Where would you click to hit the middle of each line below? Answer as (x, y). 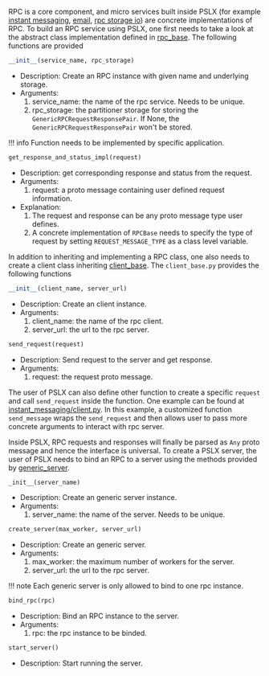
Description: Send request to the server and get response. (116, 359)
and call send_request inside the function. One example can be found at (126, 400)
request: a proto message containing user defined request (128, 190)
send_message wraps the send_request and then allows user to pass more (128, 418)
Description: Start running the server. (81, 663)
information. (52, 198)
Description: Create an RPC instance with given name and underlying (134, 76)
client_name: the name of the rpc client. (98, 321)
